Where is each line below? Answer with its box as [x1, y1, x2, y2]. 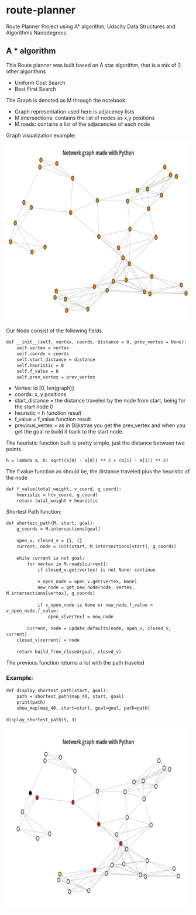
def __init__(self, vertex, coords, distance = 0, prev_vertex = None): [6, 339, 187, 345]
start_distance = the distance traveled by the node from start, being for [14, 397, 186, 404]
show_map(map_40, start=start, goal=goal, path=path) [16, 706, 150, 711]
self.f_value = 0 [16, 368, 59, 374]
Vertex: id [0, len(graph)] [14, 384, 74, 391]
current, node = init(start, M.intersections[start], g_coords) [16, 544, 177, 549]
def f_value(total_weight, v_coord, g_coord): [6, 486, 122, 492]
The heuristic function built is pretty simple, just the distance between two [6, 439, 185, 446]
